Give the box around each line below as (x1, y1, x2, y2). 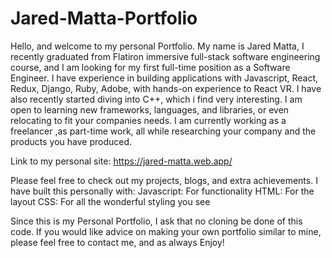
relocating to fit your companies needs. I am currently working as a (10, 114, 287, 126)
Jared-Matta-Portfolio (10, 7, 198, 30)
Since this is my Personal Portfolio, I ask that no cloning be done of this (10, 215, 303, 227)
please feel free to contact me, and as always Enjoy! (10, 236, 225, 248)
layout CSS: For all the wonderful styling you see (10, 195, 211, 207)
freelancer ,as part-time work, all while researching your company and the (10, 125, 317, 137)
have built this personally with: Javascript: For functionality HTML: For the (10, 185, 315, 197)
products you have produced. (10, 135, 133, 147)
